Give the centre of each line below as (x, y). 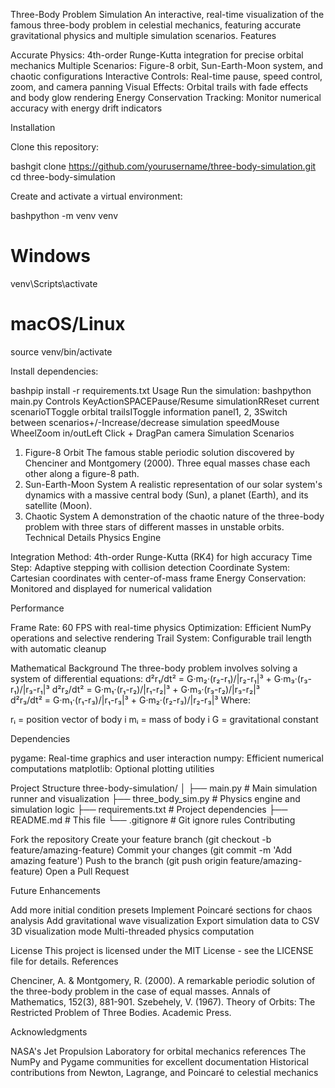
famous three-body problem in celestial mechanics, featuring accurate (156, 25)
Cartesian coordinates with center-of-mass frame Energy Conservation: (158, 578)
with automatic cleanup (58, 648)
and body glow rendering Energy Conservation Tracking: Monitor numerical (166, 97)
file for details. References (64, 961)
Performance (37, 608)
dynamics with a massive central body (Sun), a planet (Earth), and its (166, 495)
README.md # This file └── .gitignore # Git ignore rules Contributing (153, 820)
